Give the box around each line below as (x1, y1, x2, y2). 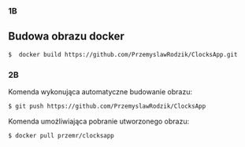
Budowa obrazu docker (8, 30, 124, 43)
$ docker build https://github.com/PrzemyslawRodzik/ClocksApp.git (8, 50, 238, 58)
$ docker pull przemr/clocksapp (8, 131, 114, 139)
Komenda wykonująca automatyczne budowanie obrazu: (8, 86, 193, 96)
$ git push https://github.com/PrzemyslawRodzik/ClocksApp (8, 102, 206, 110)
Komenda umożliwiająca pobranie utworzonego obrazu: (8, 116, 190, 126)
